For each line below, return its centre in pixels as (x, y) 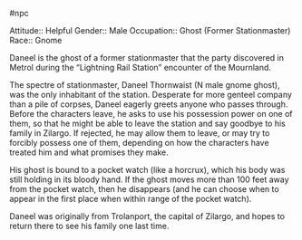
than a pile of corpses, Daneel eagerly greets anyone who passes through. (149, 104)
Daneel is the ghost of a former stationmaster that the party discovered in (146, 58)
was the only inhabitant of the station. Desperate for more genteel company (151, 95)
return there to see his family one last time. (89, 226)
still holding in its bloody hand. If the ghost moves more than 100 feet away (149, 179)
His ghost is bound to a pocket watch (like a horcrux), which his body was (147, 170)
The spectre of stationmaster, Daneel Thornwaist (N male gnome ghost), (145, 85)
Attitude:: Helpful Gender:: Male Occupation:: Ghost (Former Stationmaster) (150, 30)
